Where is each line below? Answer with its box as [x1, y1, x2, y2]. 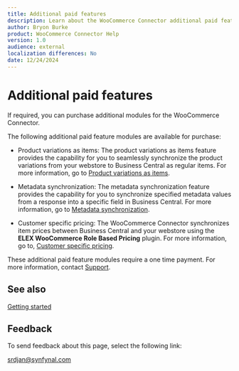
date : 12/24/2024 [7, 57, 59, 64]
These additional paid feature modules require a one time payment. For [7, 255, 216, 264]
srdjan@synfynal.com [7, 355, 71, 364]
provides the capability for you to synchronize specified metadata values [17, 190, 232, 198]
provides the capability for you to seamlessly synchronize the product [17, 154, 223, 162]
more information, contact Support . [7, 262, 111, 271]
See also [7, 284, 46, 296]
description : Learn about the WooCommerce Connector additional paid [7, 17, 218, 24]
